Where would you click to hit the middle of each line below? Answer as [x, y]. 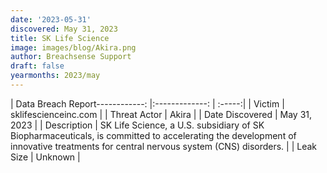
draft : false [37, 66]
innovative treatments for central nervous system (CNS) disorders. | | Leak [164, 146]
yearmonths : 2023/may [55, 76]
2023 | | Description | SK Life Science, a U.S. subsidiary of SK [137, 125]
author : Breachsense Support [71, 57]
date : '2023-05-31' [51, 19]
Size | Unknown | [45, 157]
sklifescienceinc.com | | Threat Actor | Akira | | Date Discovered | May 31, [161, 114]
